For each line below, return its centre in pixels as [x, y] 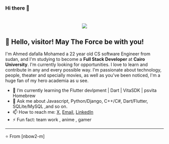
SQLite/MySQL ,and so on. [40, 106]
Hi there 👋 [18, 8]
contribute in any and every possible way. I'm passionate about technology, [83, 69]
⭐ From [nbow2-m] [25, 136]
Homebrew [24, 96]
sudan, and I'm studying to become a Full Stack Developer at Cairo [75, 59]
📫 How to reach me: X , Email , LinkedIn [53, 112]
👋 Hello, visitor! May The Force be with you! [75, 42]
